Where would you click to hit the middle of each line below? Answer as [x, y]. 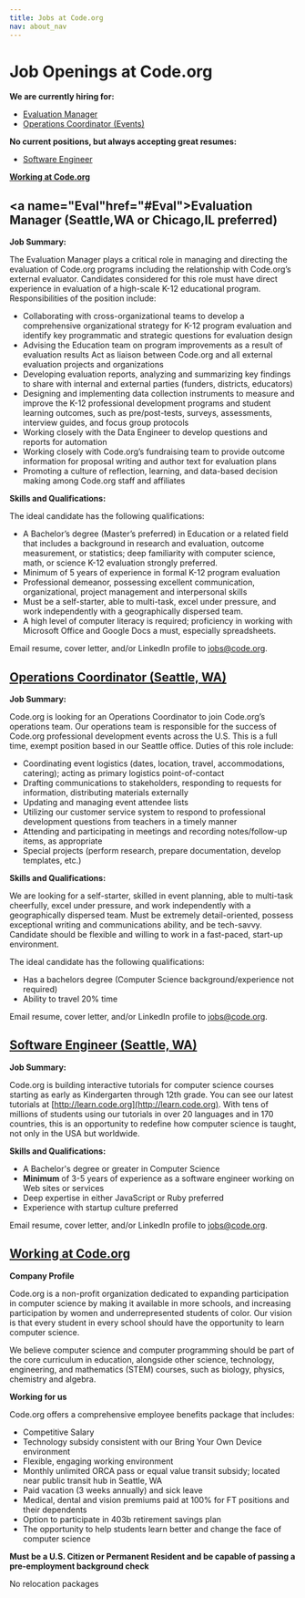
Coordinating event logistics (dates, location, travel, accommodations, [153, 763]
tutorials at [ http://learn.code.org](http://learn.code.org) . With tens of [139, 1104]
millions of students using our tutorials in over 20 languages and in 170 [142, 1114]
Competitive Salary [58, 1432]
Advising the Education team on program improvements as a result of [153, 345]
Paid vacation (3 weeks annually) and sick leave [112, 1490]
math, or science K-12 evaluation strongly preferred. [120, 563]
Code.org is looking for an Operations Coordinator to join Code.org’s [137, 717]
